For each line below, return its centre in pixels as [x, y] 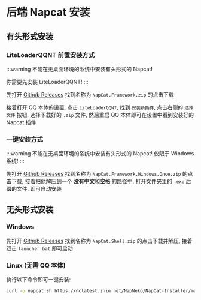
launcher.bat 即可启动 [45, 248]
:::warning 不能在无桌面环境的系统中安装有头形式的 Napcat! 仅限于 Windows [100, 154]
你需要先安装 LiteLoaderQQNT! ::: [47, 82]
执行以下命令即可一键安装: [39, 280]
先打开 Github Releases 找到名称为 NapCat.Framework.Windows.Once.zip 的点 [100, 174]
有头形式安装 [30, 36]
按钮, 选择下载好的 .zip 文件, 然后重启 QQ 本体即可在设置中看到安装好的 [105, 115]
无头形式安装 [30, 210]
